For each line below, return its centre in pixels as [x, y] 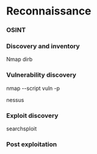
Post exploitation [32, 144]
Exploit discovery [32, 115]
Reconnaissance [49, 11]
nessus [15, 100]
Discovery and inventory [43, 47]
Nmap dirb [20, 59]
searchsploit [22, 129]
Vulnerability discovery [41, 75]
